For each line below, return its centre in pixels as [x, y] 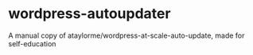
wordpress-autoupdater [90, 14]
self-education [32, 43]
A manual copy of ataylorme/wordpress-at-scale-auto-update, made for [127, 35]
